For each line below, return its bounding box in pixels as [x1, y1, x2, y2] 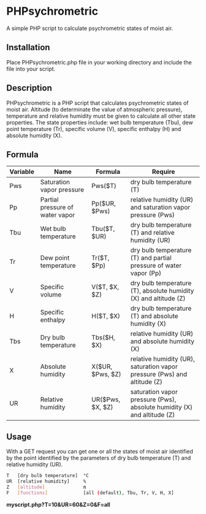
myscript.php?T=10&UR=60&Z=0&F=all [6, 501, 110, 508]
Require [151, 167, 175, 176]
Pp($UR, [91, 199, 116, 208]
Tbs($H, [91, 333, 115, 342]
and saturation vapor [130, 203, 191, 212]
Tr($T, [91, 254, 110, 262]
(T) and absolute [130, 312, 179, 320]
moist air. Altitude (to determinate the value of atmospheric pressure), [6, 105, 183, 113]
